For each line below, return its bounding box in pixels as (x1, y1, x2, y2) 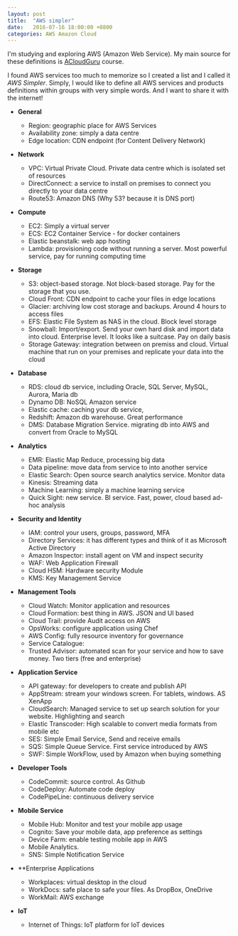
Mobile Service (17, 807, 64, 815)
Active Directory (28, 543, 76, 552)
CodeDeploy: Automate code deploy (28, 785, 135, 794)
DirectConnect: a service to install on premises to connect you (28, 179, 211, 188)
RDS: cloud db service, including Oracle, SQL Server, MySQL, (28, 383, 208, 391)
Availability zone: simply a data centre (28, 129, 140, 137)
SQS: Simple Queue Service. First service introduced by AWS (28, 743, 208, 751)
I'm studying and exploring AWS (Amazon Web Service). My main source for (7, 50, 231, 58)
